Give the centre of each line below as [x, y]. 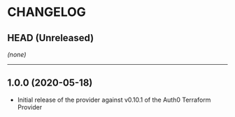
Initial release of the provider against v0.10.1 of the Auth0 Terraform [114, 100]
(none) [17, 54]
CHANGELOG [47, 12]
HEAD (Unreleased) [51, 38]
